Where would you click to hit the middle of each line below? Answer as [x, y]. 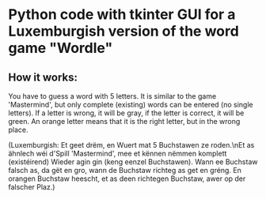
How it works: [43, 77]
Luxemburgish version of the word [123, 31]
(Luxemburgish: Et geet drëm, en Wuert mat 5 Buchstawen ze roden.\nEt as [131, 145]
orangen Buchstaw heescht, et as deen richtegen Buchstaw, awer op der [127, 178]
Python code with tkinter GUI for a [122, 15]
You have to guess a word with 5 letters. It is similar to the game [112, 96]
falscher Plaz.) [32, 187]
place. [19, 130]
